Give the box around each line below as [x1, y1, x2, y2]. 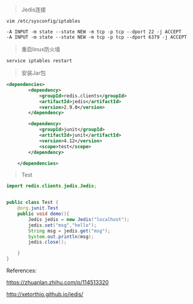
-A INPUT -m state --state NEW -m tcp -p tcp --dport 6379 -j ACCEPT [6, 34, 188, 40]
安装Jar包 [21, 70, 46, 76]
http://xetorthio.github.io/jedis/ [6, 291, 84, 298]
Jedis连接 [21, 6, 46, 13]
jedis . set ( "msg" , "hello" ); [28, 222, 97, 228]
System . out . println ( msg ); [28, 233, 95, 240]
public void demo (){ [17, 211, 70, 217]
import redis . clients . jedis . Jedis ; [6, 183, 97, 189]
